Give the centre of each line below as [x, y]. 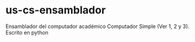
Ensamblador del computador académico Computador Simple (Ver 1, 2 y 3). [97, 26]
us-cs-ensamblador [56, 10]
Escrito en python [27, 32]
